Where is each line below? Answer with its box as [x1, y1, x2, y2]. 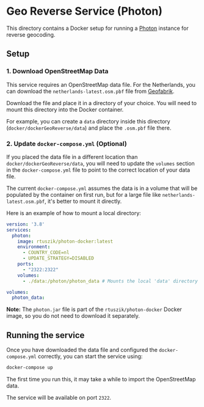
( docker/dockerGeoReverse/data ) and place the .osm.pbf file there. [6, 124, 172, 131]
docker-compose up [6, 365, 53, 371]
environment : [17, 244, 51, 250]
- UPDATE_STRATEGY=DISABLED [22, 255, 95, 262]
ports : [17, 261, 34, 267]
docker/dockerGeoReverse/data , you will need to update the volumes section [6, 159, 195, 167]
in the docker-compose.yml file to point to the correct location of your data [6, 166, 191, 174]
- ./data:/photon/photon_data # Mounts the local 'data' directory [22, 278, 199, 284]
